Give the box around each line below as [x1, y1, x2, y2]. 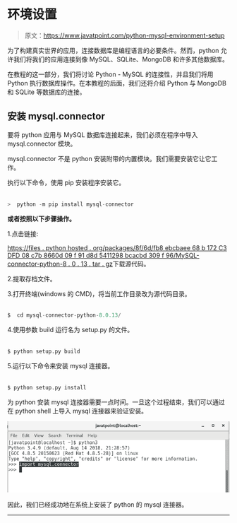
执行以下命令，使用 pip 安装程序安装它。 [7, 178, 126, 187]
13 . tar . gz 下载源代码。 [80, 259, 150, 268]
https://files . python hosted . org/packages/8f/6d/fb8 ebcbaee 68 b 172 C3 [7, 243, 227, 252]
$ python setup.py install [7, 384, 87, 391]
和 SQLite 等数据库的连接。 [7, 88, 86, 96]
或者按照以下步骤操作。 [7, 214, 75, 223]
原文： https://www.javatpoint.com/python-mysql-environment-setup [24, 31, 225, 40]
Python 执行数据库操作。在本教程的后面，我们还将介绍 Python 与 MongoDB [7, 78, 227, 87]
